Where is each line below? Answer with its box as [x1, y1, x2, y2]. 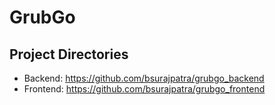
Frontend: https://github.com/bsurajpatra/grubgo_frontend [23, 83, 266, 95]
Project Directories [9, 46, 129, 63]
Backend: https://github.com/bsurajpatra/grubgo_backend [23, 72, 265, 84]
